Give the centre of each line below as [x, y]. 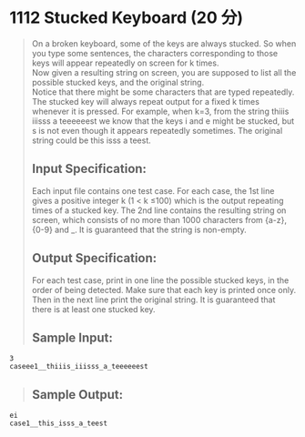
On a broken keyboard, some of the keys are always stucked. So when [164, 43]
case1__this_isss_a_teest [58, 423]
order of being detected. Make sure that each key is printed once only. [164, 290]
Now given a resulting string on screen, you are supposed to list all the [164, 72]
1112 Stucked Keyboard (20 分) [127, 18]
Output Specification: [94, 258]
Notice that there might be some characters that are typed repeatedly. [163, 92]
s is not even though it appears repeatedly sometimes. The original [157, 130]
